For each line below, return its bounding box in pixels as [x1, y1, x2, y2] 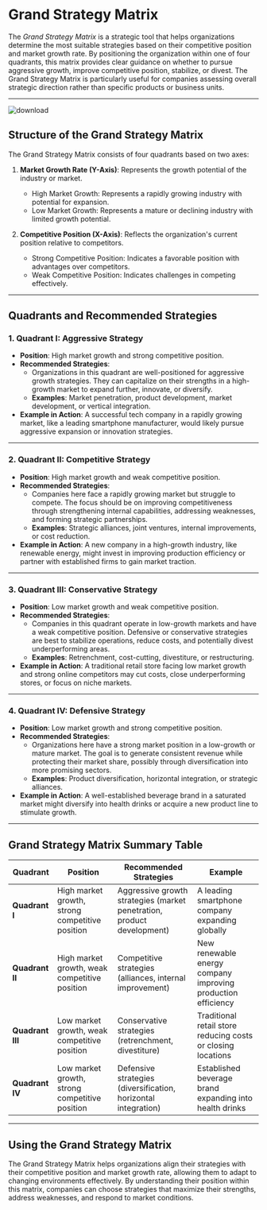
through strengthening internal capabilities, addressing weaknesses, [31, 506, 256, 516]
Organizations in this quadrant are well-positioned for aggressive [31, 368, 245, 377]
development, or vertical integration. [31, 401, 151, 411]
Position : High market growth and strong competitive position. [19, 351, 224, 361]
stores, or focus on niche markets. [19, 678, 133, 688]
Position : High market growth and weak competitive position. [19, 472, 221, 481]
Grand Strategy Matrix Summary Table [8, 838, 203, 852]
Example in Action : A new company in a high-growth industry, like [19, 539, 238, 549]
